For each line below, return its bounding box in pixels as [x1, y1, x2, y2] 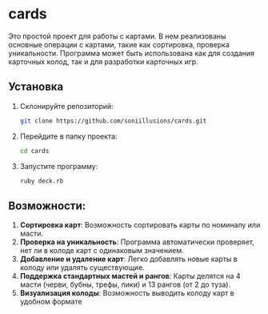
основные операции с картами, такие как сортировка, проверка [8, 39, 230, 49]
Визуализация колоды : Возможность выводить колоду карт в [19, 288, 234, 298]
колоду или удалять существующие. [19, 263, 146, 272]
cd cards [19, 147, 50, 155]
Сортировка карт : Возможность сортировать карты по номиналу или [19, 220, 261, 230]
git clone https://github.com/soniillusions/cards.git [19, 117, 207, 125]
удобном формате [19, 297, 82, 307]
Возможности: [8, 199, 86, 212]
